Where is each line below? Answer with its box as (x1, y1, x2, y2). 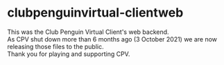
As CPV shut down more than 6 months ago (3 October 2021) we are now (7, 35, 217, 43)
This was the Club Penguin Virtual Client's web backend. (7, 28, 169, 36)
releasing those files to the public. (7, 42, 104, 50)
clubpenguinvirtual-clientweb (7, 5, 184, 21)
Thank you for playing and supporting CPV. (7, 50, 130, 58)
